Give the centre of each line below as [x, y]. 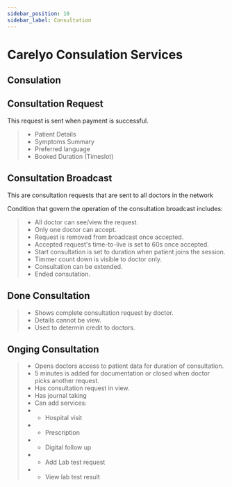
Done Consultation [49, 296]
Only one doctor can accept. [75, 229]
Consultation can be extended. [78, 266]
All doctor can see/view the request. [86, 222]
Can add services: [60, 403]
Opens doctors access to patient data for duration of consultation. [129, 366]
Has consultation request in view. [82, 388]
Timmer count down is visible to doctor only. [98, 259]
